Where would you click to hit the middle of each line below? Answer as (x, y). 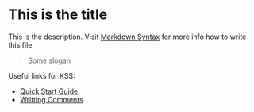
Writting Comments (51, 99)
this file (20, 44)
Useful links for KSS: (42, 75)
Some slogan (49, 60)
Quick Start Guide (49, 91)
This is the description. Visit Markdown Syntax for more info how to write (127, 37)
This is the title (58, 15)
